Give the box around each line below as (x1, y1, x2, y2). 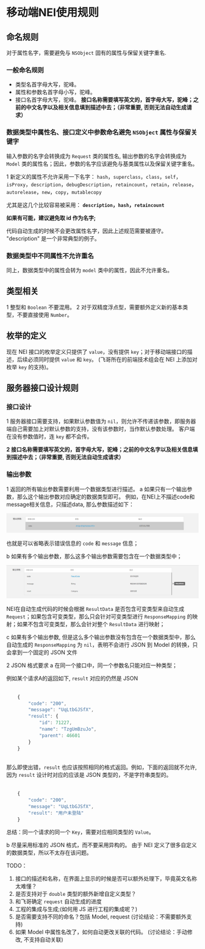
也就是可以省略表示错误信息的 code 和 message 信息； (6, 539, 139, 547)
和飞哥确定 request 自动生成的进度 (15, 898, 102, 905)
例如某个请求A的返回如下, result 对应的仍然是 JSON (6, 674, 138, 682)
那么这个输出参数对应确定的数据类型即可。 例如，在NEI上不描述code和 (16, 493, 195, 500)
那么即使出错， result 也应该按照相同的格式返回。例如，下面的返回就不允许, (6, 763, 197, 771)
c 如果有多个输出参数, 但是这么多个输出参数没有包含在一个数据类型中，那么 (6, 633, 196, 641)
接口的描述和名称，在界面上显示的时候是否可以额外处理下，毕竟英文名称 (15, 875, 197, 882)
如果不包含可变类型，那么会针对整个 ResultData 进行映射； (16, 620, 165, 627)
